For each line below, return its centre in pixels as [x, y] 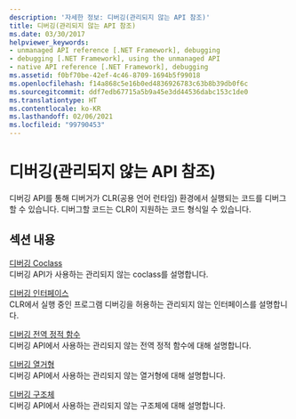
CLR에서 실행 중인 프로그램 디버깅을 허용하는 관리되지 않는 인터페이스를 [133, 304]
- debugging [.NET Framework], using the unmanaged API [115, 59]
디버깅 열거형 [32, 364]
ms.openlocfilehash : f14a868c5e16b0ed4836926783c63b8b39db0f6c [129, 84]
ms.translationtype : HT [53, 100]
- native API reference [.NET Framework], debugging [109, 68]
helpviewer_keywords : [49, 42]
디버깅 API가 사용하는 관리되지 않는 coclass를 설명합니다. [109, 274]
